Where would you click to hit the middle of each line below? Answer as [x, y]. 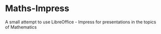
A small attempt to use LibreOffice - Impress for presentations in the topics [80, 22]
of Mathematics [21, 27]
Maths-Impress [37, 8]
